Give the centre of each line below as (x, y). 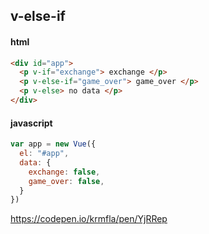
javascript (31, 123)
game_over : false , (66, 181)
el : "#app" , (44, 154)
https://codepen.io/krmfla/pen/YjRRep (89, 219)
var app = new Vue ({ (53, 144)
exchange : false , (64, 172)
